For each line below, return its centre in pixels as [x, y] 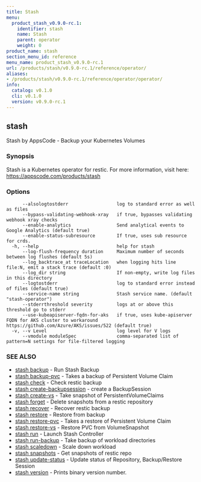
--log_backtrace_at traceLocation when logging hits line [99, 262]
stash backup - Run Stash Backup [57, 370]
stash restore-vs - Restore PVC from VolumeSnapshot [82, 428]
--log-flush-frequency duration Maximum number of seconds [103, 252]
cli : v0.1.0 [27, 96]
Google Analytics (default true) [48, 231]
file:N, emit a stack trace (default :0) [59, 268]
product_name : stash [32, 51]
